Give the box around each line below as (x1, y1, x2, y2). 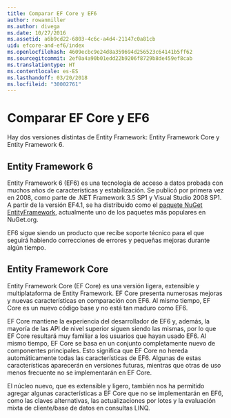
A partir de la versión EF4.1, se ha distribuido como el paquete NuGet (7, 201, 203, 209)
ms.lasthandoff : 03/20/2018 (7, 74, 88, 81)
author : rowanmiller (7, 17, 67, 23)
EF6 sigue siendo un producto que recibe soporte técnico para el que (7, 229, 205, 237)
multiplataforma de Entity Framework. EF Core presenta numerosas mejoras (7, 289, 223, 297)
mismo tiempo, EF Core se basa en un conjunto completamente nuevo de (7, 339, 216, 347)
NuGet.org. (7, 215, 39, 223)
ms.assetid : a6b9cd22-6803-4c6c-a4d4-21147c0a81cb (7, 36, 156, 43)
